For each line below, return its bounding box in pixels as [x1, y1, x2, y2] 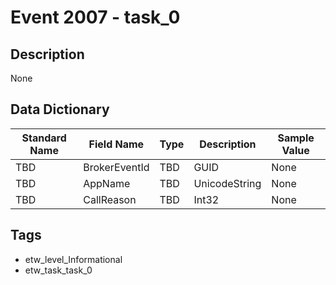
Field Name [88, 137, 145, 151]
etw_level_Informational [24, 253, 123, 265]
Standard [21, 131, 67, 145]
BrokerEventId [83, 160, 150, 174]
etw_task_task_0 [24, 264, 93, 276]
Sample [277, 131, 315, 145]
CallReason [83, 192, 137, 206]
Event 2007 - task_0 [10, 6, 181, 29]
